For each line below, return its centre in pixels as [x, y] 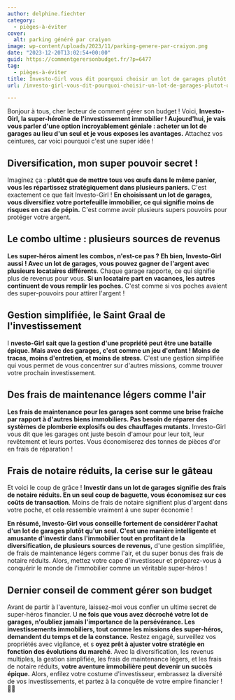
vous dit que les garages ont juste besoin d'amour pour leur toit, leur [106, 434]
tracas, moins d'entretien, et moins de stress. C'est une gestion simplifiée [115, 358]
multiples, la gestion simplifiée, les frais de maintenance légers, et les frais [114, 659]
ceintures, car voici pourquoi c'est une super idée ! [80, 141]
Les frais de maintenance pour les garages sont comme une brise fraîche [115, 412]
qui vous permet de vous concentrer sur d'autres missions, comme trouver [115, 365]
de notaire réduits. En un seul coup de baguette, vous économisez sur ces [117, 495]
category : [22, 20]
